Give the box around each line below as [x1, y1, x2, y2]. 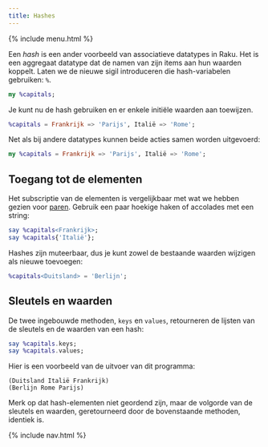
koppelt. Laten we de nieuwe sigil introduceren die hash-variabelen [8, 66, 231, 76]
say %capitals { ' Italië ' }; [8, 233, 95, 241]
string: [8, 211, 30, 220]
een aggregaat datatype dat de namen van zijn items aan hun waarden [8, 58, 242, 67]
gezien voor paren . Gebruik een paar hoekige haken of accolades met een [8, 202, 254, 212]
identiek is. [8, 415, 44, 425]
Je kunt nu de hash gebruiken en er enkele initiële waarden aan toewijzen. [8, 105, 254, 115]
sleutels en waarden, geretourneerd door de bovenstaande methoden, [8, 406, 241, 417]
